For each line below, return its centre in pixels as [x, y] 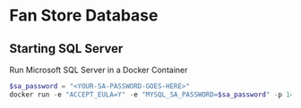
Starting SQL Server [66, 49]
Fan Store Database [84, 16]
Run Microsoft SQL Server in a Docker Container [99, 70]
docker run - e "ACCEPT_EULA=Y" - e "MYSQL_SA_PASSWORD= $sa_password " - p [146, 95]
